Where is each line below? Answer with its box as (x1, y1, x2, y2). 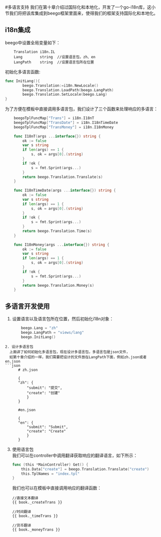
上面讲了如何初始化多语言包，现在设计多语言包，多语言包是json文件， (9, 349, 130, 354)
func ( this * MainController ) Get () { (12, 462, 89, 467)
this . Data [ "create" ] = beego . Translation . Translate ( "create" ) (21, 467, 149, 471)
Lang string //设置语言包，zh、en (14, 54, 96, 59)
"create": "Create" (26, 429, 66, 433)
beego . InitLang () (21, 334, 56, 339)
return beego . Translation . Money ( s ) (22, 283, 95, 288)
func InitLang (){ (5, 78, 40, 84)
